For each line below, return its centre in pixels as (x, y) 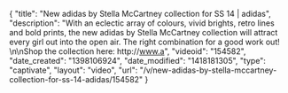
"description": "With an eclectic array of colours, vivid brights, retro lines (142, 23)
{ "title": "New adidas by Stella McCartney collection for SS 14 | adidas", (140, 14)
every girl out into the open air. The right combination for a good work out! (145, 42)
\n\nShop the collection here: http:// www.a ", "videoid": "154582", (128, 51)
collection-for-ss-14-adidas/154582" (76, 79)
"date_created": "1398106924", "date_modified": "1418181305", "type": (137, 61)
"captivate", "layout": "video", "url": (74, 70)
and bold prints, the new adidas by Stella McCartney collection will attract (144, 32)
